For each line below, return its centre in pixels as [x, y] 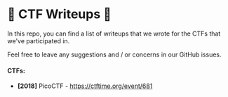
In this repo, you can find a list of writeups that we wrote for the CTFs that [114, 33]
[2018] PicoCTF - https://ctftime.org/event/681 [85, 86]
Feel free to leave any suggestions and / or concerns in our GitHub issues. [115, 54]
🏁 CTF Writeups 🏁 [60, 14]
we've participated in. [39, 40]
